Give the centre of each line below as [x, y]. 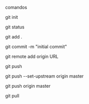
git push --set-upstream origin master [44, 76]
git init [12, 17]
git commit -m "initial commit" [36, 47]
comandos [16, 7]
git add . [14, 37]
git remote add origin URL [32, 56]
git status [15, 27]
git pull [12, 96]
